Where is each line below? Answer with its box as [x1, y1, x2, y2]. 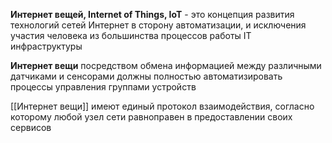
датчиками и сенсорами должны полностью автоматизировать [10, 70, 283, 82]
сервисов [10, 122, 52, 133]
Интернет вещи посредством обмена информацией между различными [10, 60, 322, 71]
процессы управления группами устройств [10, 81, 197, 93]
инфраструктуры [10, 40, 83, 52]
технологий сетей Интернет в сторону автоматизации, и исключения [10, 19, 307, 31]
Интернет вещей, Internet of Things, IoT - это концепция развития [10, 9, 295, 20]
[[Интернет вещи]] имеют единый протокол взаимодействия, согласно [10, 100, 315, 112]
